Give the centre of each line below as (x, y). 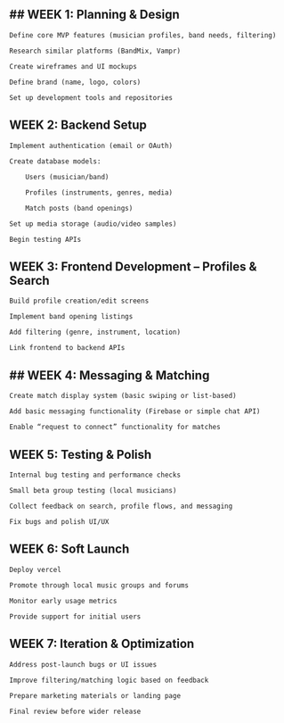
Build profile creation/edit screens (79, 301)
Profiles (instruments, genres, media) (99, 192)
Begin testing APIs (45, 239)
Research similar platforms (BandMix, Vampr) (95, 51)
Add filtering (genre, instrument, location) (95, 332)
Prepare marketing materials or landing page (95, 695)
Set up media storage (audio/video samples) (93, 224)
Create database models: (55, 161)
